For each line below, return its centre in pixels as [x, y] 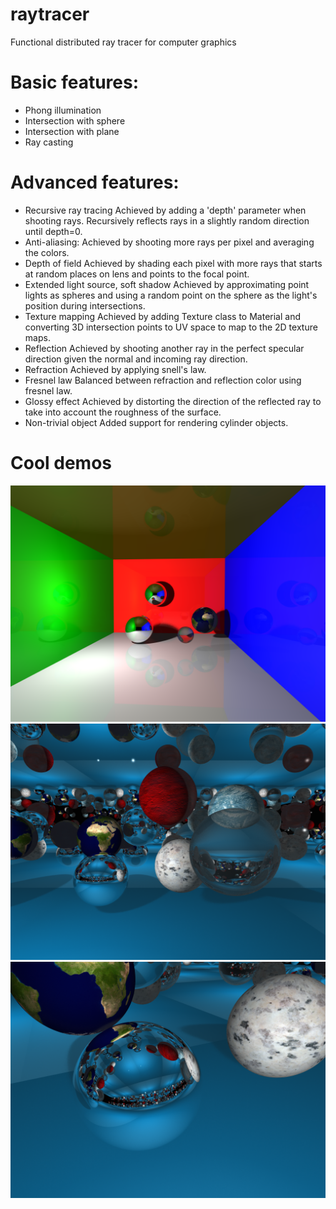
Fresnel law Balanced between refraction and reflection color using [163, 380]
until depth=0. [53, 231]
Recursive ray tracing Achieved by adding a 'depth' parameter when [165, 210]
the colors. [47, 252]
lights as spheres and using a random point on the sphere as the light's [171, 295]
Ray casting [49, 142]
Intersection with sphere [75, 120]
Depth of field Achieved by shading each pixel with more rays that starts [173, 263]
